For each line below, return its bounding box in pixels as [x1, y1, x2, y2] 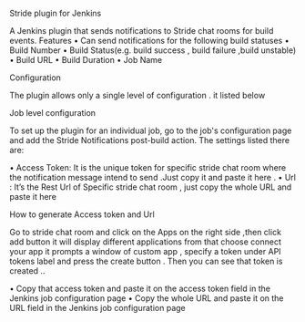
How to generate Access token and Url [9, 209, 155, 220]
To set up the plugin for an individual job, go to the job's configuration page [9, 125, 292, 136]
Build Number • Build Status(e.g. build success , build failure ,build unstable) [9, 45, 297, 56]
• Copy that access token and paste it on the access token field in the [9, 283, 271, 294]
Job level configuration [9, 108, 97, 118]
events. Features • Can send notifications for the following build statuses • [9, 36, 290, 46]
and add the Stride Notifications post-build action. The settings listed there [9, 135, 290, 145]
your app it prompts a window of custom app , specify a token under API [9, 246, 281, 256]
